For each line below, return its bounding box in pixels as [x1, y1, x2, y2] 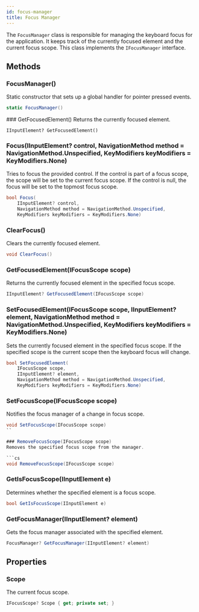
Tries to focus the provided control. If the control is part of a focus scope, [6, 170, 189, 178]
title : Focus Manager [6, 14, 61, 21]
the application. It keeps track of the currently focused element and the [6, 37, 183, 45]
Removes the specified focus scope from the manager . [6, 444, 145, 450]
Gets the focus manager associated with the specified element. [6, 528, 164, 535]
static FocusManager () [6, 105, 63, 111]
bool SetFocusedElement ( [6, 360, 69, 366]
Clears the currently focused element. [6, 240, 101, 247]
